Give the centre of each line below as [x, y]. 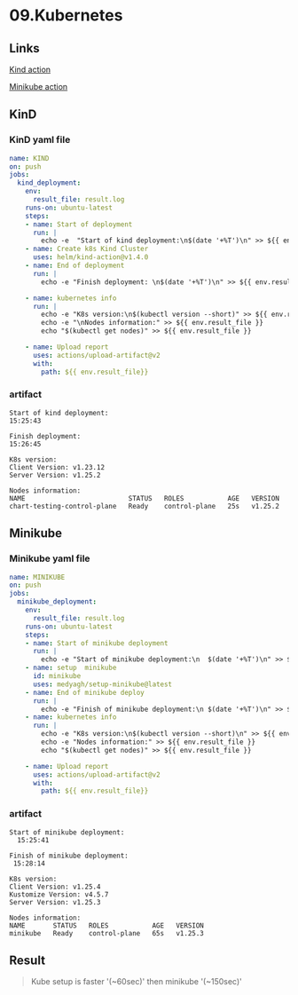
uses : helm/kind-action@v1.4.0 [90, 257]
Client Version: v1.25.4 [55, 887]
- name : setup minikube [71, 668]
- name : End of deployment [75, 266]
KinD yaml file [40, 140]
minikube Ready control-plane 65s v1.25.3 [106, 933]
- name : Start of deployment [79, 224]
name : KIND [29, 158]
